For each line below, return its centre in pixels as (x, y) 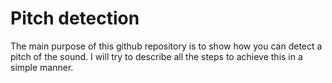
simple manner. (42, 67)
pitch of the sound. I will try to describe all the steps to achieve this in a (156, 56)
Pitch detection (75, 18)
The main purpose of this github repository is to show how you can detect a (166, 46)
